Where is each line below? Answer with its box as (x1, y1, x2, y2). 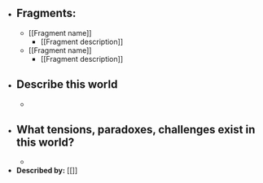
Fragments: (15, 7, 77, 20)
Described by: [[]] (15, 166, 78, 176)
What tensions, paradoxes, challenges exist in (15, 123, 256, 137)
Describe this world (15, 77, 118, 92)
